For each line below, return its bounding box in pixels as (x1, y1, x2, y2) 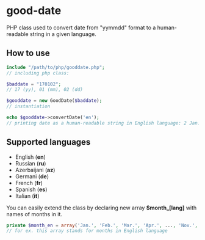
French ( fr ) (15, 179, 43, 186)
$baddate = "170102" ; (6, 81, 62, 87)
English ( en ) (15, 153, 46, 161)
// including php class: (6, 70, 70, 76)
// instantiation (6, 103, 51, 110)
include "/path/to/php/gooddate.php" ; (6, 64, 105, 70)
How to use (6, 48, 50, 59)
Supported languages (6, 137, 91, 147)
